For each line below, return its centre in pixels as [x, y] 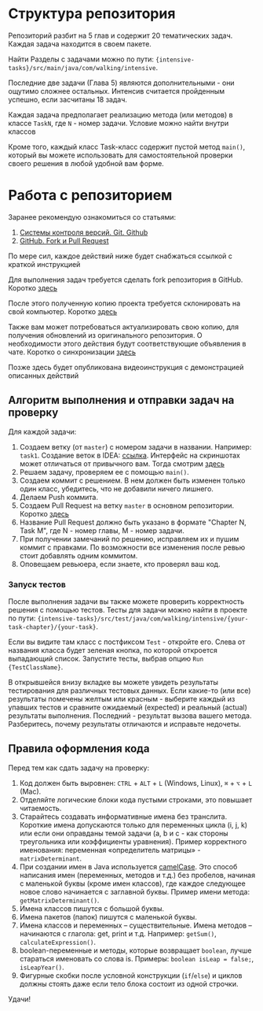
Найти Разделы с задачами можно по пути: [81, 59]
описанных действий [44, 376]
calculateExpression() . [58, 942]
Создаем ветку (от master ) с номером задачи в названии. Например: [135, 446]
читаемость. [40, 808]
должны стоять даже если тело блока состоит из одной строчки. [129, 983]
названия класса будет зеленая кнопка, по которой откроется [113, 650]
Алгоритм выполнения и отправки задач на [121, 400]
